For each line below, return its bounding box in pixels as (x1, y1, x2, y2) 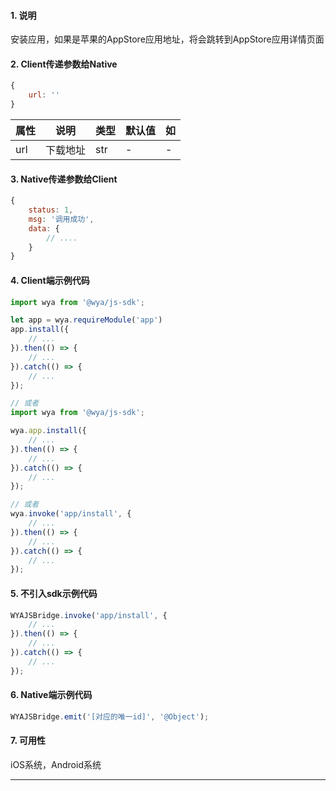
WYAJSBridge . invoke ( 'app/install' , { (10, 610, 168, 620)
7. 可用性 (10, 735, 46, 747)
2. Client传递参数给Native (10, 58, 118, 70)
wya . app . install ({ (10, 426, 87, 436)
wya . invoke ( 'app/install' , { (10, 509, 132, 519)
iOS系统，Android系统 (10, 758, 102, 770)
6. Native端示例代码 (10, 689, 93, 701)
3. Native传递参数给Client (10, 173, 118, 185)
